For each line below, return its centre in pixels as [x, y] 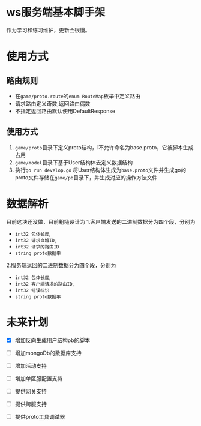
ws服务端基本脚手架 [56, 12]
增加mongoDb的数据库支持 [48, 353]
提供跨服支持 [31, 404]
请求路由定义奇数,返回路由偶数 [52, 103]
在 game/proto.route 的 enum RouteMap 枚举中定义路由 [78, 96]
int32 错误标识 [32, 290]
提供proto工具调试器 [40, 417]
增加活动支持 [31, 365]
